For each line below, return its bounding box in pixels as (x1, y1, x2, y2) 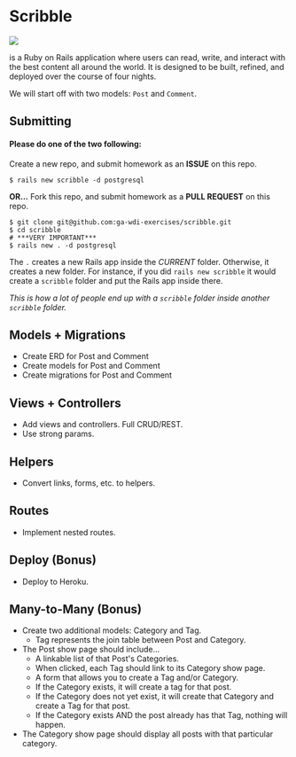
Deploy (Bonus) (9, 552, 97, 568)
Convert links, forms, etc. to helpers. (21, 477, 156, 488)
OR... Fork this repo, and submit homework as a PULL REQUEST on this (9, 191, 270, 201)
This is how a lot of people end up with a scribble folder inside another (9, 293, 270, 303)
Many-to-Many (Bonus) (9, 601, 142, 617)
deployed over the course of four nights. (9, 71, 157, 82)
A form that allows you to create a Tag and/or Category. (35, 672, 239, 683)
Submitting (9, 113, 73, 129)
